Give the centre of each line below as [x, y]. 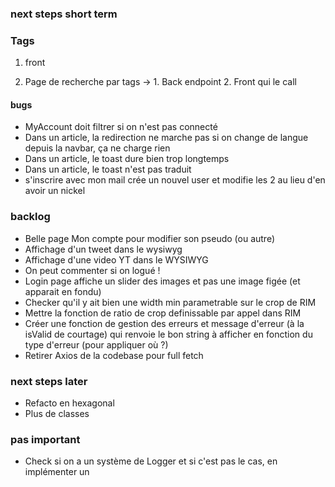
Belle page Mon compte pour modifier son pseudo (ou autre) [150, 238]
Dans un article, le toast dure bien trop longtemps [127, 159]
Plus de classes [57, 414]
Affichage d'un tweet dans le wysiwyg [103, 249]
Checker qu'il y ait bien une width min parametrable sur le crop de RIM [170, 302]
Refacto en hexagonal [69, 403]
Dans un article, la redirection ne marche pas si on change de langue [166, 138]
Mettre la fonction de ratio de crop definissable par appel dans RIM [163, 313]
